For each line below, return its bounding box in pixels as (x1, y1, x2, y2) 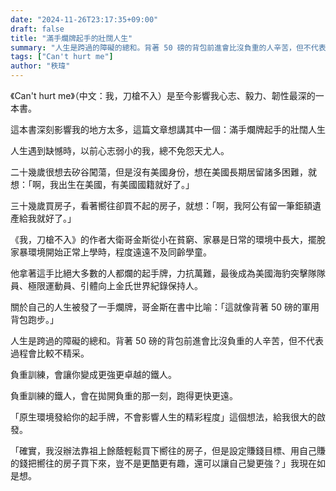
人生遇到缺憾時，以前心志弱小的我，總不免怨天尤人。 (10, 145, 230, 156)
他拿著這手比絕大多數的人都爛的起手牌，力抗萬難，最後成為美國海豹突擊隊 (10, 267, 317, 279)
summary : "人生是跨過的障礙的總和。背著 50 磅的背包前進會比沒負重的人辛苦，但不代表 (10, 42, 327, 53)
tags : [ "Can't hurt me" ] (10, 52, 114, 62)
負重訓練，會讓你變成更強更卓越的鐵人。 (10, 369, 177, 380)
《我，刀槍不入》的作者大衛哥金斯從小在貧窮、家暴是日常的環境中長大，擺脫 (10, 234, 326, 245)
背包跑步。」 (10, 314, 59, 325)
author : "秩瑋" (10, 61, 71, 71)
